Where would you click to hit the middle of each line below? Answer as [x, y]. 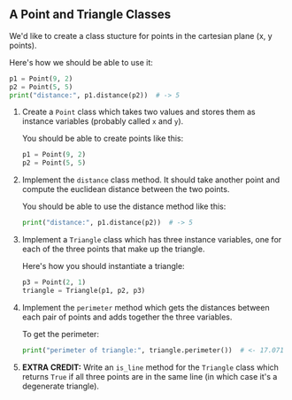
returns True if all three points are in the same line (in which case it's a [150, 376]
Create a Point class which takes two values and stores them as [138, 112]
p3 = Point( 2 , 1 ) [54, 282]
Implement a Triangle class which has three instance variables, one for [152, 240]
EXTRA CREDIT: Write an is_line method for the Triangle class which [150, 367]
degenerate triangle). [61, 386]
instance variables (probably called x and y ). [103, 121]
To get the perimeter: [61, 334]
